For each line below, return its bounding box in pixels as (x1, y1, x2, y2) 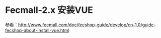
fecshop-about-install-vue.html (5, 27, 70, 33)
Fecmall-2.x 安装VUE (5, 4, 93, 16)
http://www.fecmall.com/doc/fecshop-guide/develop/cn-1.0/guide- (18, 22, 156, 28)
